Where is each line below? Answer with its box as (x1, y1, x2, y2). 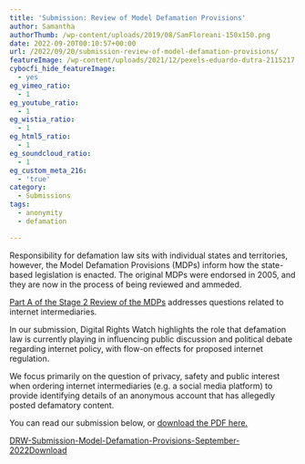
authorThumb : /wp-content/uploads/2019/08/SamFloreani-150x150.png (9, 30, 271, 39)
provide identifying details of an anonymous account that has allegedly (9, 389, 276, 401)
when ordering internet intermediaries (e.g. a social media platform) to (9, 380, 273, 391)
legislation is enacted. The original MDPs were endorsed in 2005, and (35, 269, 296, 280)
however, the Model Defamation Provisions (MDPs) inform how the (9, 259, 259, 270)
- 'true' (17, 174, 51, 183)
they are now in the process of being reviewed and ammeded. (9, 279, 242, 290)
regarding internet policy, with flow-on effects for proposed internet (9, 343, 264, 354)
